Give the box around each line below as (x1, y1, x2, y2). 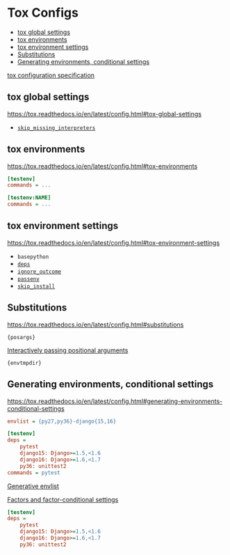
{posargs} (7, 334, 36, 341)
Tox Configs (7, 5, 79, 21)
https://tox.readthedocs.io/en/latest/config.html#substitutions (7, 320, 184, 329)
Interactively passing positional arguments (7, 346, 129, 354)
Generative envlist (7, 482, 59, 490)
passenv (17, 275, 40, 283)
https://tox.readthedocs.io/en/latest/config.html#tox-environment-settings (7, 238, 220, 247)
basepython (17, 253, 49, 260)
